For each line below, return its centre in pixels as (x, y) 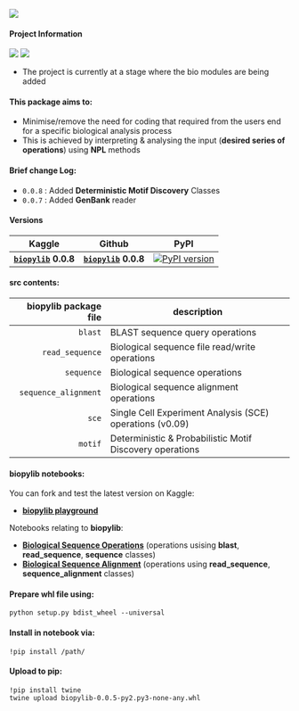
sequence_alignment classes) (78, 574)
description (198, 312)
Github (114, 244)
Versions (26, 220)
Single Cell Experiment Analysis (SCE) (190, 413)
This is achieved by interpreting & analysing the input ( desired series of (154, 141)
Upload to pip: (36, 671)
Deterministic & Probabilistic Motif (181, 439)
